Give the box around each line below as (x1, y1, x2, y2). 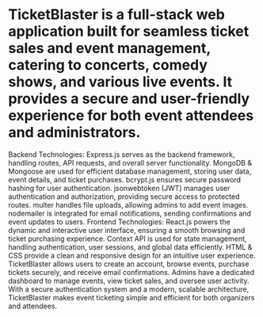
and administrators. (8, 124, 141, 142)
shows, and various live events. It (8, 73, 232, 91)
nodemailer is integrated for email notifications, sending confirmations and (8, 208, 252, 218)
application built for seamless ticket (8, 22, 250, 40)
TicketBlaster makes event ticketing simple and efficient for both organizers (8, 292, 255, 302)
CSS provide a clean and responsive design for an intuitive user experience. (8, 250, 256, 260)
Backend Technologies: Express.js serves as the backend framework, (8, 149, 235, 159)
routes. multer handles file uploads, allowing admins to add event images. (8, 200, 249, 209)
